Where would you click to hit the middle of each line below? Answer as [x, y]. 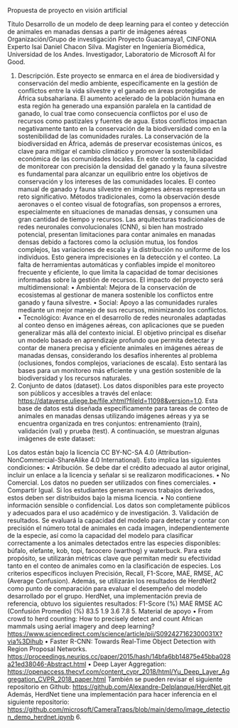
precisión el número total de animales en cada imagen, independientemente [118, 528]
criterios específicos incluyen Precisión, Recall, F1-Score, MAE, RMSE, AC [115, 573]
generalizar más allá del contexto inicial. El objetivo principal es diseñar [122, 333]
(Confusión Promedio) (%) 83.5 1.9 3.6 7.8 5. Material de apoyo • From [110, 611]
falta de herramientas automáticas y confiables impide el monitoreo [116, 265]
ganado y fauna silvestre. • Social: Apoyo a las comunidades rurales [118, 302]
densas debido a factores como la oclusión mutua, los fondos [108, 242]
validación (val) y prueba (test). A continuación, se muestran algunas [119, 431]
